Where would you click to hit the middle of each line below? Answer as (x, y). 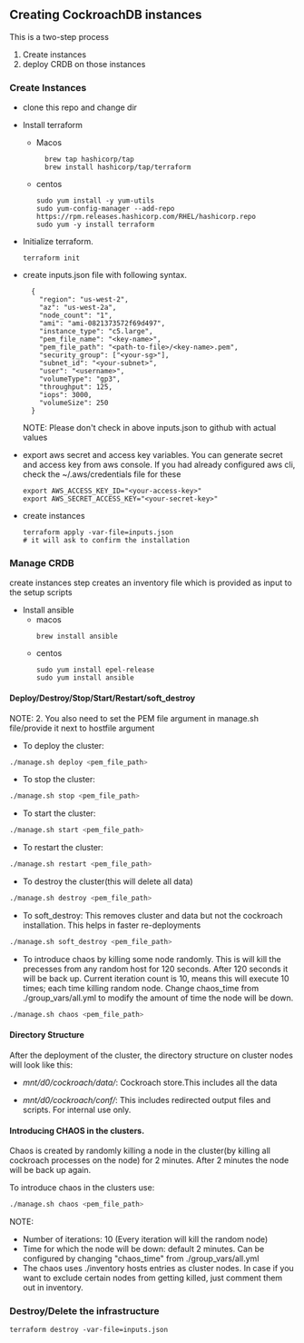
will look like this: (41, 1064)
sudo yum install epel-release (95, 670)
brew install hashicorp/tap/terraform (118, 167)
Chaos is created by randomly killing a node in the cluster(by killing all (140, 1151)
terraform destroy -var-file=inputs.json (89, 1330)
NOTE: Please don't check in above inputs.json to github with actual (149, 428)
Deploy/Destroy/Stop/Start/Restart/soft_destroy (103, 698)
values (35, 438)
